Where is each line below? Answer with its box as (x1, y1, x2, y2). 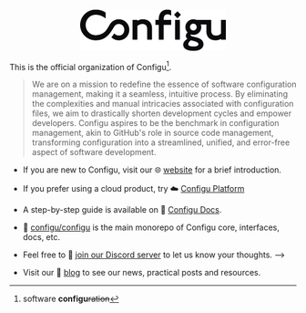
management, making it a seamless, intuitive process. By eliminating (31, 89, 289, 99)
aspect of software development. (31, 147, 157, 158)
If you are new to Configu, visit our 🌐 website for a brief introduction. (22, 164, 282, 175)
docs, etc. (22, 232, 61, 243)
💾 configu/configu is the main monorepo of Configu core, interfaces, (22, 222, 280, 233)
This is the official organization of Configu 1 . (9, 59, 172, 72)
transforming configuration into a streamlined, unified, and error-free (31, 137, 291, 148)
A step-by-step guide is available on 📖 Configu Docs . (22, 204, 222, 215)
